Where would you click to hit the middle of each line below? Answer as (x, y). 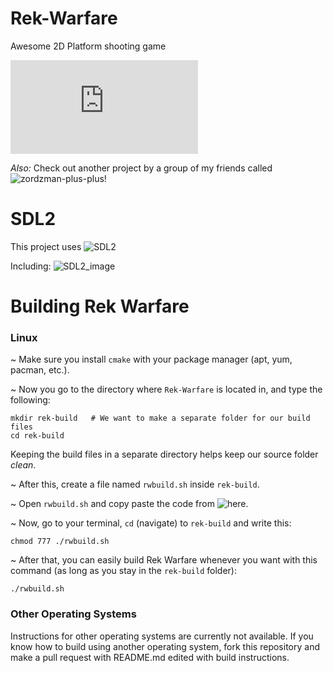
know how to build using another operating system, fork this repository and (165, 646)
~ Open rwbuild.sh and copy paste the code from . (129, 504)
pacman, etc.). (40, 370)
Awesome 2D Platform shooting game (88, 46)
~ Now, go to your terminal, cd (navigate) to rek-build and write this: (151, 523)
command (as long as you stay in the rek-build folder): (123, 571)
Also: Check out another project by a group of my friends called (141, 168)
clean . (23, 465)
